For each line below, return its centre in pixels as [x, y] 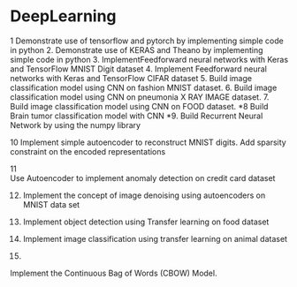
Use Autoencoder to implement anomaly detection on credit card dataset [143, 177]
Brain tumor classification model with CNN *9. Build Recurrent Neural [137, 116]
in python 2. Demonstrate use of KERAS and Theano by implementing [137, 49]
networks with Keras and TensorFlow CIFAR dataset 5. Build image [131, 78]
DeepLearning [64, 16]
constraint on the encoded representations [88, 151]
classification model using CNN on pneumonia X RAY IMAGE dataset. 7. [140, 97]
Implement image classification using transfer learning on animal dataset [155, 238]
